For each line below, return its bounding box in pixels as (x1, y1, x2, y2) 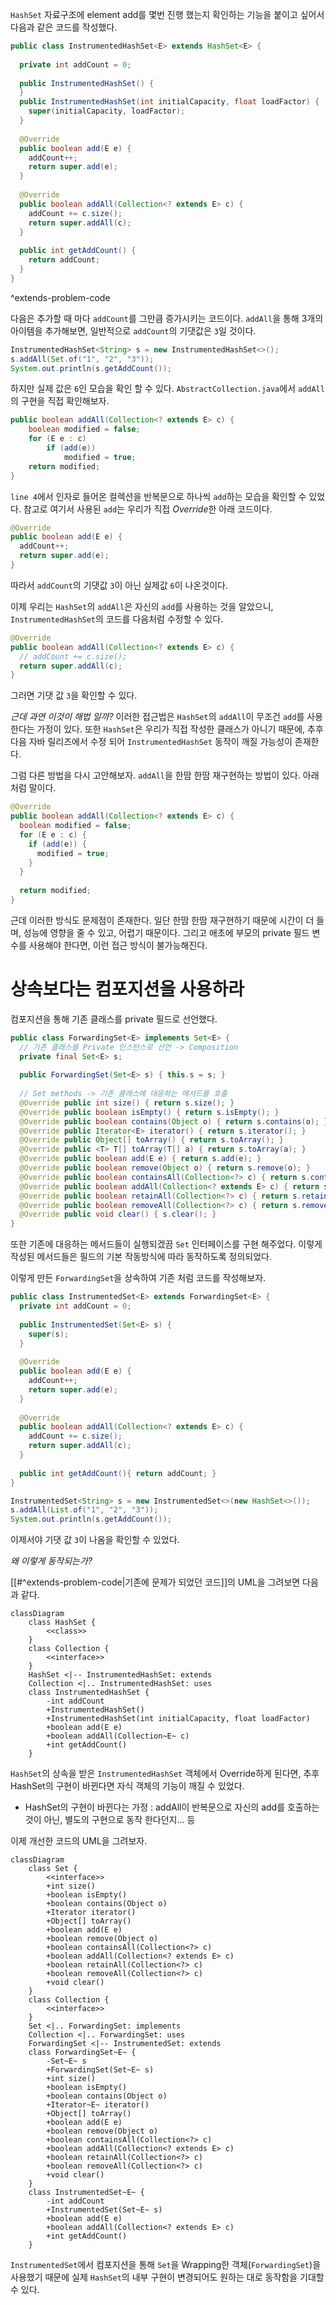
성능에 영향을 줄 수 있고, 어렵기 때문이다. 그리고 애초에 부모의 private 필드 (23, 926, 310, 938)
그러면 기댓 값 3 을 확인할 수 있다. (10, 689, 138, 702)
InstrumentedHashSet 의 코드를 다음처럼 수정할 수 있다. (10, 613, 224, 625)
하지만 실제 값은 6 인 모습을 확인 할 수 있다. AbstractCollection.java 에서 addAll (10, 383, 325, 395)
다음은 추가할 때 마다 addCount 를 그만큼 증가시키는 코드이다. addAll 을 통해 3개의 (10, 312, 324, 324)
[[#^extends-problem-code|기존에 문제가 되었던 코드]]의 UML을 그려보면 (10, 1576, 301, 1588)
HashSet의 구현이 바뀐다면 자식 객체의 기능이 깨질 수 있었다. (10, 1780, 245, 1792)
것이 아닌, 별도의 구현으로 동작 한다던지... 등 (24, 1814, 196, 1826)
